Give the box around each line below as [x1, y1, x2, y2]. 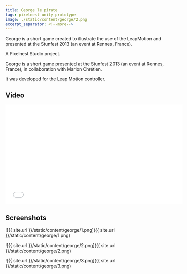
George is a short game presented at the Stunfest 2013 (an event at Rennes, [5, 60, 164, 67]
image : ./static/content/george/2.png [5, 17, 87, 22]
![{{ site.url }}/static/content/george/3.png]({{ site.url [5, 257, 116, 263]
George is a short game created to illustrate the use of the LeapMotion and [5, 36, 161, 42]
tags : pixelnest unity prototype [5, 12, 76, 17]
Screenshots [5, 214, 47, 222]
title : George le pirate [5, 7, 58, 13]
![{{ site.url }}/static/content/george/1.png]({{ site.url [5, 227, 115, 233]
